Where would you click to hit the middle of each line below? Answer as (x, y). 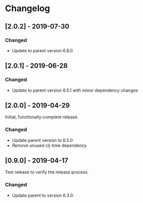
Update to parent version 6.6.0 (43, 50)
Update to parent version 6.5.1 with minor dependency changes (75, 90)
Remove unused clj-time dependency (49, 145)
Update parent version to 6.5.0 (42, 140)
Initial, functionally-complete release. (42, 117)
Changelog (28, 8)
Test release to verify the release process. (47, 172)
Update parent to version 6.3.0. (43, 195)
